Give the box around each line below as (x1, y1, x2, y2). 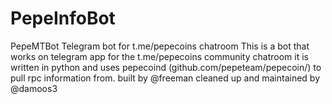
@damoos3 (10, 82, 58, 94)
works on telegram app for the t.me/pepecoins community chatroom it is (10, 50, 309, 62)
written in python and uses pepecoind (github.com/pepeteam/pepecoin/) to (10, 61, 322, 73)
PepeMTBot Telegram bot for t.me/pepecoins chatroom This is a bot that (10, 40, 310, 52)
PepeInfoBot (10, 7, 116, 30)
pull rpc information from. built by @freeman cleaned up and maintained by (10, 72, 321, 84)
